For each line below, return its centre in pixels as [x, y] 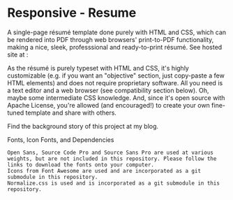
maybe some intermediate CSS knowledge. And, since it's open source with [116, 98]
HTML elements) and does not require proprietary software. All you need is [115, 83]
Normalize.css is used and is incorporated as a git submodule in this [113, 183]
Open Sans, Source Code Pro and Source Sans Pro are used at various [111, 152]
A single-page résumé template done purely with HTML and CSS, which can [117, 32]
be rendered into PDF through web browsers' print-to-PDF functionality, [111, 39]
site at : [18, 55]
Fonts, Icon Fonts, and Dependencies [61, 140]
